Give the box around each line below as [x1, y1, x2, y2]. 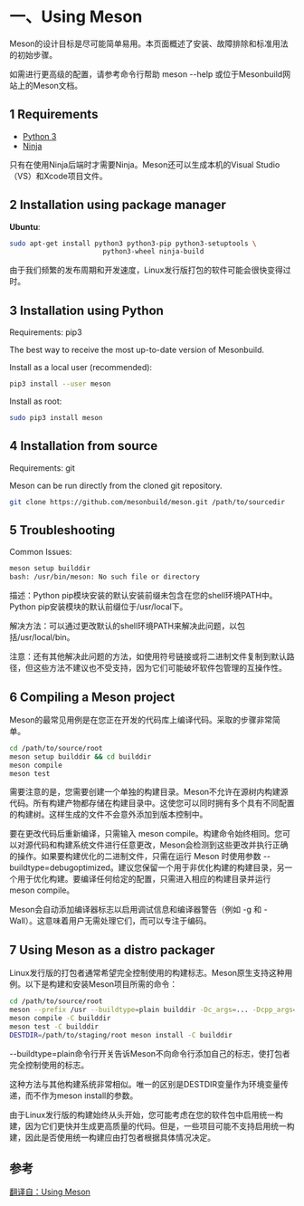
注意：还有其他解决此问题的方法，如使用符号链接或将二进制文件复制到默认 [9, 651, 287, 662]
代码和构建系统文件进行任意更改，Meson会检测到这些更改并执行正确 [33, 839, 289, 850]
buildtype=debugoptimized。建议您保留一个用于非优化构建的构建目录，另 [9, 862, 285, 873]
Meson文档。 [33, 80, 83, 91]
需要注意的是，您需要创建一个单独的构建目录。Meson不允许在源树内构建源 [9, 787, 289, 798]
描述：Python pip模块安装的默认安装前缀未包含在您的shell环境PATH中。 [9, 590, 278, 601]
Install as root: [9, 396, 62, 407]
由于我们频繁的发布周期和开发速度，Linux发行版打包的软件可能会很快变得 [9, 264, 283, 275]
